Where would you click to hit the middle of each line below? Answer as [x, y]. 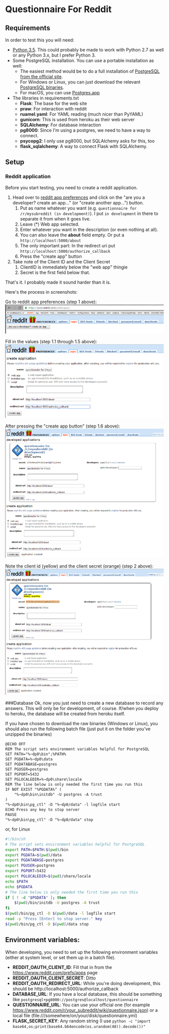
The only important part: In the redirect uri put [68, 245]
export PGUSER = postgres [30, 866]
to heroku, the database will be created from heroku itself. [65, 714]
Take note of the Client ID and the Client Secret [61, 261]
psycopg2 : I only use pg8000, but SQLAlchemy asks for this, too [87, 141]
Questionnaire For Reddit [58, 9]
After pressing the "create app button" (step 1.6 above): [63, 426]
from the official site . [41, 76]
